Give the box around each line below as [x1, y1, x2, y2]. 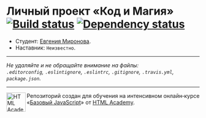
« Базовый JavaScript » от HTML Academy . [26, 98, 135, 106]
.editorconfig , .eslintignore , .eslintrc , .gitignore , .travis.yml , [6, 68, 174, 75]
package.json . [6, 75, 41, 82]
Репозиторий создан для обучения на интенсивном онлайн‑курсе [26, 92, 200, 99]
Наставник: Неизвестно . [15, 44, 76, 51]
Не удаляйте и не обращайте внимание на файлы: [6, 61, 139, 68]
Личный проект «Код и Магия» [6, 4, 174, 18]
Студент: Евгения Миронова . [15, 37, 91, 45]
